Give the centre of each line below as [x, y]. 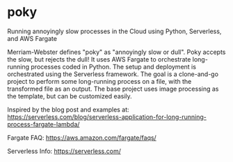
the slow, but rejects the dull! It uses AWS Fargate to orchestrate [99, 59]
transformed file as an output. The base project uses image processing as [113, 89]
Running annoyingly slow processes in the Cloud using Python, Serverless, [114, 31]
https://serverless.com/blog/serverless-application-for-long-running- [107, 117]
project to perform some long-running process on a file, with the [99, 81]
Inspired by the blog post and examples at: [69, 109]
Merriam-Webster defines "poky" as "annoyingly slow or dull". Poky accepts [116, 52]
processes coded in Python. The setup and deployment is [114, 66]
